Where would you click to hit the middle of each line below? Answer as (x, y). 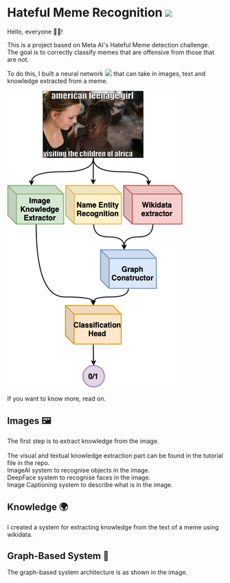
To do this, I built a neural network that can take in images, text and (106, 73)
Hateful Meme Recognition (85, 13)
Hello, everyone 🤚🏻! (35, 32)
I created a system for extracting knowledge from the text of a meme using (113, 527)
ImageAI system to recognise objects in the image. (79, 470)
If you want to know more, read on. (57, 398)
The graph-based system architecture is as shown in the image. (97, 572)
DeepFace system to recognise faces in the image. (79, 477)
